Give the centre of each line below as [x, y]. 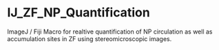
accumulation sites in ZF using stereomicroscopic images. [90, 38]
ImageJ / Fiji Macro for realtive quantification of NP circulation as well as [110, 32]
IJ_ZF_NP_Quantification [79, 13]
